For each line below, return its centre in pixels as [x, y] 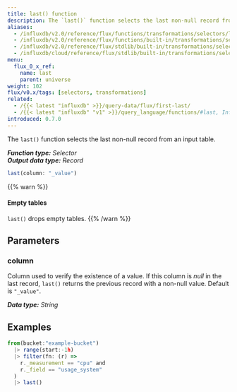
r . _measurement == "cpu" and [63, 363]
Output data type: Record [45, 160]
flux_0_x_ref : [34, 66]
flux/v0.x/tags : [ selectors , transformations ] [77, 93]
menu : [15, 60]
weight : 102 [25, 86]
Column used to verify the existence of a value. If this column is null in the [115, 276]
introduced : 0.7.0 [34, 119]
